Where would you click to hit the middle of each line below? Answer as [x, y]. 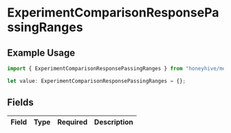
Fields [21, 102]
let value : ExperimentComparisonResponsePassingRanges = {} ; [97, 81]
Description [114, 122]
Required [73, 122]
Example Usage [41, 53]
